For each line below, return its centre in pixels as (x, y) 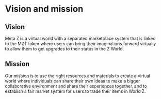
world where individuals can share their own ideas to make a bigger (72, 81)
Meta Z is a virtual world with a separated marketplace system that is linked (80, 38)
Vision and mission (44, 9)
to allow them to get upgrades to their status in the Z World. (64, 49)
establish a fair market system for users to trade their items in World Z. (75, 91)
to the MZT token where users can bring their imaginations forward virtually (80, 44)
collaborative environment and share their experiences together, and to (76, 86)
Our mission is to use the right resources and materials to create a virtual (78, 76)
